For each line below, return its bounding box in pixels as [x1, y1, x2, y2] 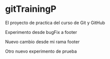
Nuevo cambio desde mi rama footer [5, 38, 80, 45]
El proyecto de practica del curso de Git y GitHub [5, 20, 106, 26]
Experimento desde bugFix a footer [5, 29, 77, 35]
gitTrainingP [5, 3, 56, 15]
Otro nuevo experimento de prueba [5, 48, 77, 54]
